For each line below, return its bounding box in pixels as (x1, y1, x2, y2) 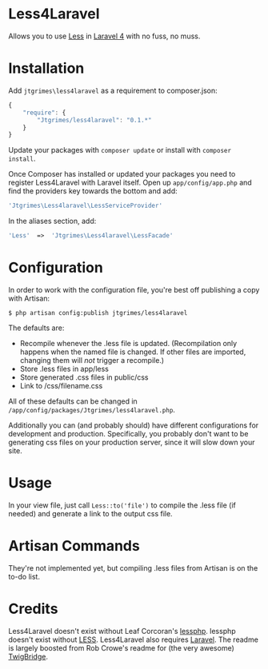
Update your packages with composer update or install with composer (8, 145, 232, 155)
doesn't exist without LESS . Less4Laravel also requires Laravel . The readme (8, 635, 258, 644)
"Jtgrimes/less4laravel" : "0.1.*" (37, 116, 152, 124)
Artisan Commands (8, 537, 140, 556)
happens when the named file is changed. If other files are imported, (19, 347, 246, 356)
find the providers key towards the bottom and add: (8, 186, 178, 196)
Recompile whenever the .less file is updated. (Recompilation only (19, 338, 238, 348)
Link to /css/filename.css (19, 380, 103, 390)
